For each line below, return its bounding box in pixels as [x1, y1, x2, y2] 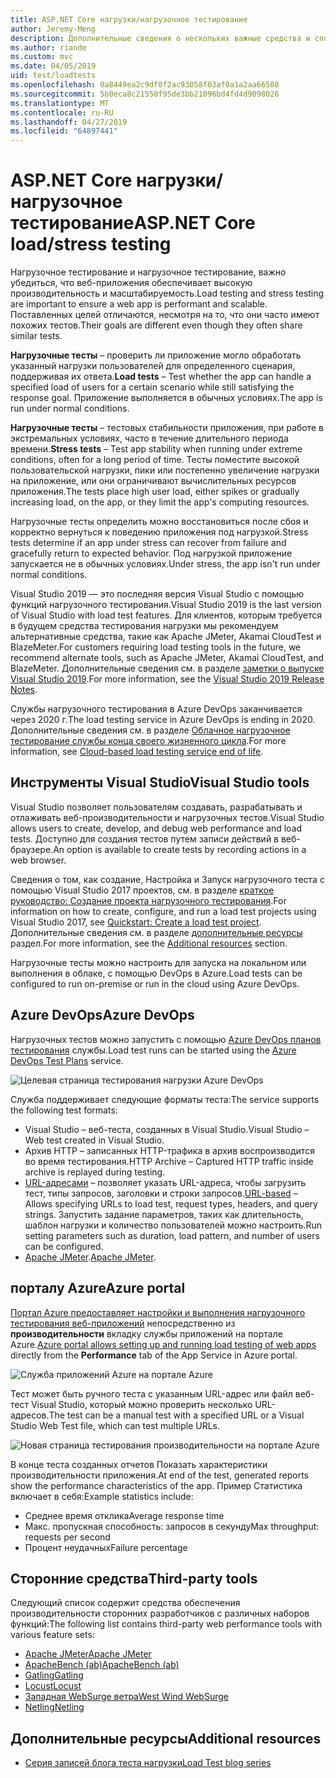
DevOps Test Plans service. [10, 1054, 124, 1066]
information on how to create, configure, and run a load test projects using [10, 905, 317, 917]
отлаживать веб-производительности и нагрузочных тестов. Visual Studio [10, 811, 325, 823]
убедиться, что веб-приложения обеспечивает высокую [10, 277, 253, 289]
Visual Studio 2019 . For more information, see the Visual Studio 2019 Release [10, 673, 325, 685]
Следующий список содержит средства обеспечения [10, 1597, 241, 1609]
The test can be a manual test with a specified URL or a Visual [48, 1409, 305, 1421]
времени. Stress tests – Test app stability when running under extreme [10, 443, 303, 455]
